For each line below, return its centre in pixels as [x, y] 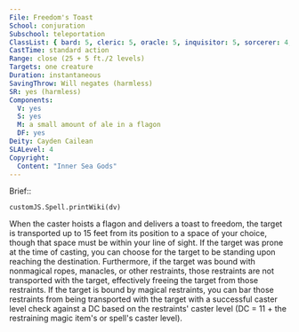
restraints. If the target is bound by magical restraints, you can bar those [141, 290]
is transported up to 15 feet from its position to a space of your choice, [138, 233]
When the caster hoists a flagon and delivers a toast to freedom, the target [146, 224]
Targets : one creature [51, 67]
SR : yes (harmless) [45, 91]
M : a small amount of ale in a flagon [89, 125]
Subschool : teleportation [57, 34]
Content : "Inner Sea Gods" [67, 166]
